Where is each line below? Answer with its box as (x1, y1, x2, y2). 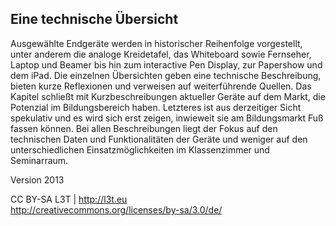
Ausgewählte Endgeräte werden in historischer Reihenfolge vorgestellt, (10, 37, 303, 49)
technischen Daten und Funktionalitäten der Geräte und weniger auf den (10, 133, 308, 145)
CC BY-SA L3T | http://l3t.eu (10, 193, 128, 205)
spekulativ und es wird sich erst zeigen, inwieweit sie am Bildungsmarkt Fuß (10, 112, 324, 124)
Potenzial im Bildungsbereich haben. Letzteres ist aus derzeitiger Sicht (10, 101, 302, 113)
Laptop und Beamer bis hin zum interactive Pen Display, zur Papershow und (10, 58, 323, 71)
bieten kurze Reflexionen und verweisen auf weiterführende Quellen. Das (10, 80, 312, 92)
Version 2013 (10, 173, 65, 186)
